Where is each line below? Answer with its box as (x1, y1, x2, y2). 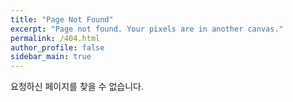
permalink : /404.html (10, 33, 101, 43)
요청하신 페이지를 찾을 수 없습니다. (10, 81, 144, 93)
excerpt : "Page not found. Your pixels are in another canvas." (10, 24, 284, 34)
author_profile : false (10, 42, 105, 53)
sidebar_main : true (10, 52, 92, 62)
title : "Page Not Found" (10, 14, 114, 25)
